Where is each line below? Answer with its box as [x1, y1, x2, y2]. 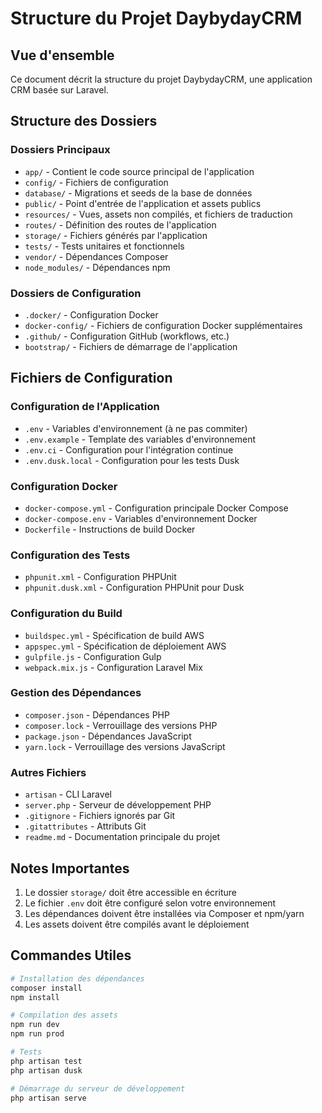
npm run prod [10, 1029, 65, 1039]
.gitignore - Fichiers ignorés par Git [24, 810, 176, 822]
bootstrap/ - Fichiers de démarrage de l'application [24, 340, 238, 352]
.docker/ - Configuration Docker [24, 308, 159, 321]
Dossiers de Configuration [10, 286, 142, 300]
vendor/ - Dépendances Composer [24, 250, 169, 262]
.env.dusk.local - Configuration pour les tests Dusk [24, 454, 240, 466]
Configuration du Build [10, 607, 123, 621]
